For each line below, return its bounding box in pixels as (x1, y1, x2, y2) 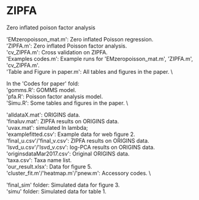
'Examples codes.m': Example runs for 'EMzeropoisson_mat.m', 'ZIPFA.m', (6, 55, 193, 62)
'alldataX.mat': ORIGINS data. (6, 111, 81, 118)
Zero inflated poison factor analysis (6, 24, 96, 31)
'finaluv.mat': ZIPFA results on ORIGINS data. (6, 117, 119, 125)
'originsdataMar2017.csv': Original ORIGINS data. (6, 150, 130, 157)
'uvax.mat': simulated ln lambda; (6, 124, 88, 131)
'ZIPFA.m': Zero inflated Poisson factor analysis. (6, 42, 127, 49)
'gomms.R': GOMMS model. (6, 86, 77, 93)
